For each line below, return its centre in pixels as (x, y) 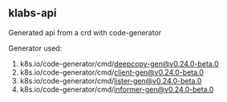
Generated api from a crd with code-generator (85, 32)
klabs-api (33, 13)
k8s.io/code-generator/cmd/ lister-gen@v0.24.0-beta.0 (111, 80)
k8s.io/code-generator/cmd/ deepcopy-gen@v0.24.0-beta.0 (119, 63)
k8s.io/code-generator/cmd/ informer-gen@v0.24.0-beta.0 (117, 89)
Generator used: (35, 48)
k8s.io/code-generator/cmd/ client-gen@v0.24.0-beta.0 (112, 72)
